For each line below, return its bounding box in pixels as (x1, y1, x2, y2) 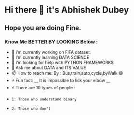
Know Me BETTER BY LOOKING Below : (4, 38, 98, 45)
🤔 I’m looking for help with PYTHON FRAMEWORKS (11, 59, 114, 65)
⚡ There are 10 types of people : (11, 84, 76, 90)
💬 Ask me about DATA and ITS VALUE (11, 65, 86, 70)
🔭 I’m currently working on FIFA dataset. (11, 49, 91, 55)
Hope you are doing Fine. (4, 24, 81, 32)
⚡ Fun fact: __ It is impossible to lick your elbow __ (11, 77, 110, 83)
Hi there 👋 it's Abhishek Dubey (4, 4, 129, 16)
